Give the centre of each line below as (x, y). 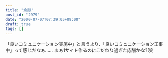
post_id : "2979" (22, 15)
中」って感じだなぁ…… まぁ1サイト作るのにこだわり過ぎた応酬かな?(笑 (79, 50)
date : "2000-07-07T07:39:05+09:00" (43, 19)
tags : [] (15, 29)
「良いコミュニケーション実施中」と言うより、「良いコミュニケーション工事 (84, 44)
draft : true (18, 24)
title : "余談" (20, 10)
